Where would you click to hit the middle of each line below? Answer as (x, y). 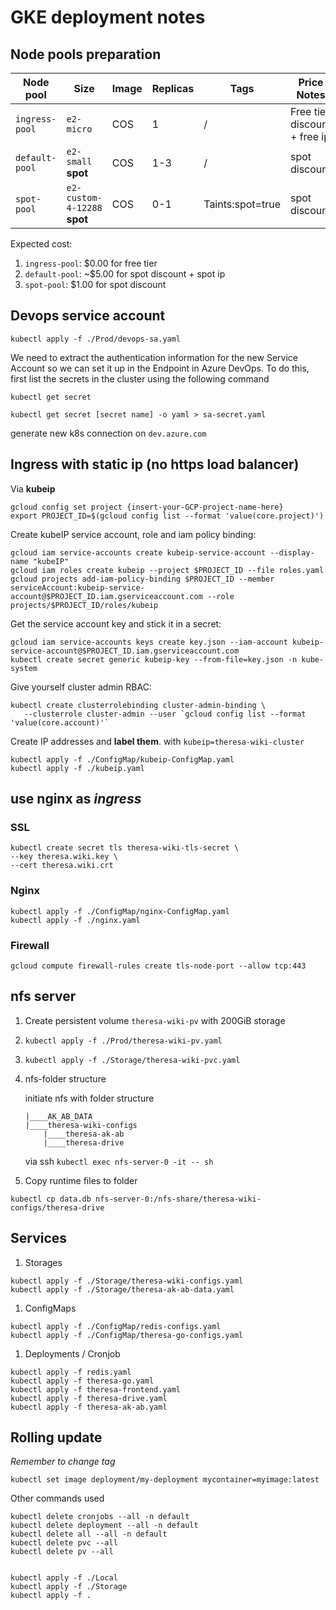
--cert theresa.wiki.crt (62, 866)
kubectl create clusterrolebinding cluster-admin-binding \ (138, 705)
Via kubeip (33, 488)
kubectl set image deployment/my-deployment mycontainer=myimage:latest (165, 1480)
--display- (292, 552)
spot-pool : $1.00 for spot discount (95, 284)
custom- (84, 197)
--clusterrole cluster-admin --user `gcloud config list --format (165, 714)
